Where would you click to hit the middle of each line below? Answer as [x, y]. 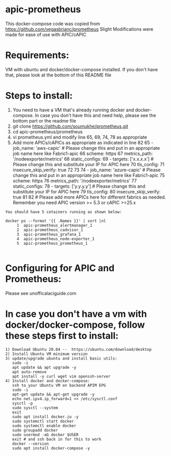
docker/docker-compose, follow [75, 325]
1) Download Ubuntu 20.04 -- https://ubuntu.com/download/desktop [79, 349]
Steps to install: [39, 96]
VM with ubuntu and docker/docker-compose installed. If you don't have [82, 69]
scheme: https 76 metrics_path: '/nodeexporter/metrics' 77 [75, 181]
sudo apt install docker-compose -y [51, 448]
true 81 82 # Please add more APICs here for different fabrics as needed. [89, 197]
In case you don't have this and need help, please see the [96, 115]
